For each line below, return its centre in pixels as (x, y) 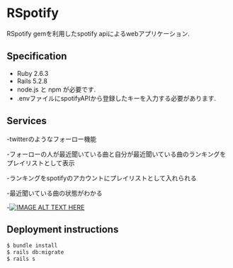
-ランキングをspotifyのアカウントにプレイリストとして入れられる (102, 178)
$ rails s (21, 259)
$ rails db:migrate (35, 252)
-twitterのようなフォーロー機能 (52, 139)
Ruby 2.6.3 (33, 73)
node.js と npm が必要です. (56, 89)
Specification (37, 56)
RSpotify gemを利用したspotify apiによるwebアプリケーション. (98, 33)
